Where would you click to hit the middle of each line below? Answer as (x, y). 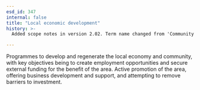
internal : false (26, 17)
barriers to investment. (34, 82)
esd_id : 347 (21, 12)
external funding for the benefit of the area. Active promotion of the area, (96, 69)
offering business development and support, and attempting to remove (93, 76)
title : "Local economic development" (53, 23)
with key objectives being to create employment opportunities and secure (97, 63)
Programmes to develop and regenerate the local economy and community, (99, 56)
